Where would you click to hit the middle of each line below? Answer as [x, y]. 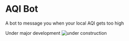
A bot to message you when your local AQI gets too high [65, 23]
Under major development [33, 33]
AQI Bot [22, 9]
